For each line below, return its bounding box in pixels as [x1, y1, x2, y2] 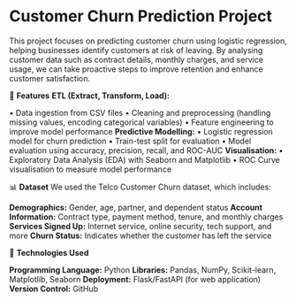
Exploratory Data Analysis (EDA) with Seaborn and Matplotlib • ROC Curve [9, 154, 281, 165]
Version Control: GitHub [9, 283, 99, 294]
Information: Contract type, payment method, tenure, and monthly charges [9, 211, 284, 222]
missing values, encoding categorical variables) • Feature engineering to [9, 117, 274, 127]
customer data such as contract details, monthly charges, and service [9, 54, 263, 65]
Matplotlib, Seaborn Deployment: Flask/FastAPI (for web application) [9, 274, 262, 284]
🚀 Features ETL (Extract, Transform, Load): [9, 90, 171, 101]
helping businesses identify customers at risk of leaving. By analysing [9, 44, 263, 55]
